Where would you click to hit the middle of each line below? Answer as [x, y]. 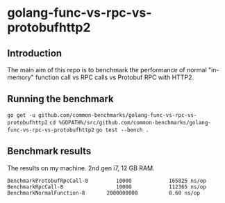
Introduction [35, 53]
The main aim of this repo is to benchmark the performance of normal [107, 70]
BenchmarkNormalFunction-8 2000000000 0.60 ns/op [103, 193]
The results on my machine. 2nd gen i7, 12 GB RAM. [81, 168]
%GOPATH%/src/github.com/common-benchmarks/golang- [135, 122]
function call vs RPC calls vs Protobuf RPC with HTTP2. [115, 77]
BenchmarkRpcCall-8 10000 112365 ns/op [107, 187]
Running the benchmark [60, 99]
